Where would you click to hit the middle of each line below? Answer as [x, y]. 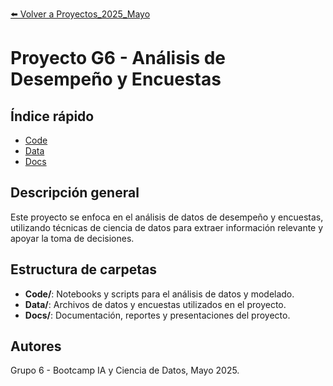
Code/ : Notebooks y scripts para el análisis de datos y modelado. [159, 294]
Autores [36, 346]
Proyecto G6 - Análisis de [118, 58]
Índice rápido [52, 116]
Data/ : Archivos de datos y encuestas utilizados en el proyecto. [155, 304]
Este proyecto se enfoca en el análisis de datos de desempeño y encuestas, [167, 217]
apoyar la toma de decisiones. [72, 238]
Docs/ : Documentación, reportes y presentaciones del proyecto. [157, 315]
